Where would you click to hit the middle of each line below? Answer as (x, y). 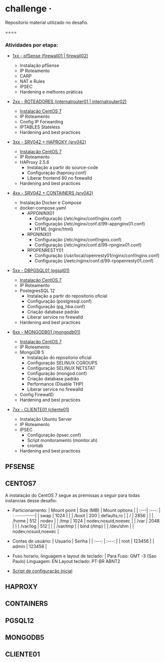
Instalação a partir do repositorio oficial (67, 296)
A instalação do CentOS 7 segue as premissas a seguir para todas (73, 495)
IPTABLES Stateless (40, 127)
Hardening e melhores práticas (51, 92)
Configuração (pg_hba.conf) (56, 307)
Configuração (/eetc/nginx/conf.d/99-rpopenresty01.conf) (94, 261)
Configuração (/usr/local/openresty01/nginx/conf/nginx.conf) (97, 256)
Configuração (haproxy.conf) (57, 173)
